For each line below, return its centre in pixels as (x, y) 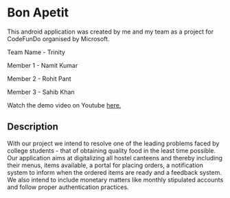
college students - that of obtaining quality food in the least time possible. (112, 150)
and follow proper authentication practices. (68, 187)
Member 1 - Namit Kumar (43, 65)
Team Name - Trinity (36, 52)
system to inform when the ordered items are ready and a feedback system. (114, 172)
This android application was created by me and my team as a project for (111, 32)
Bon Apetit (38, 13)
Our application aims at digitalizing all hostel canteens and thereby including (115, 158)
